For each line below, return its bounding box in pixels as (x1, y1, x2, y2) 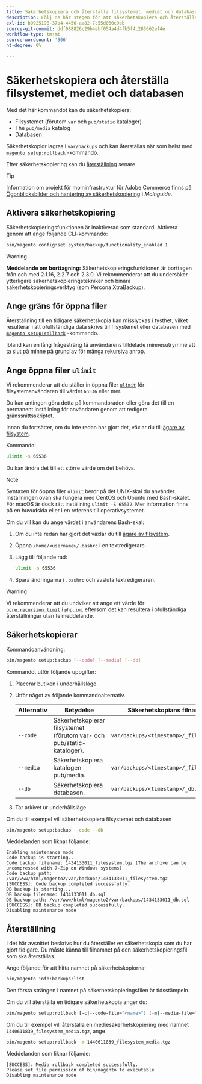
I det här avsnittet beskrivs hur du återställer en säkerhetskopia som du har (6, 940, 192, 947)
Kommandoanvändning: (6, 646, 65, 653)
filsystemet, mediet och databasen (6, 87, 185, 100)
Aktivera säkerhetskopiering (6, 208, 116, 218)
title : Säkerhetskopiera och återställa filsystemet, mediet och (6, 8, 173, 15)
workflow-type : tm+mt (6, 31, 61, 37)
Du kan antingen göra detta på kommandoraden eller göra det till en (6, 399, 174, 406)
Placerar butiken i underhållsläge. (14, 680, 98, 687)
